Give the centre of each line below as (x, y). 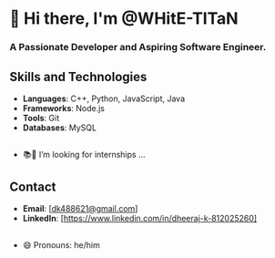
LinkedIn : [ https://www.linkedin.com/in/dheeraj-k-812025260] (140, 219)
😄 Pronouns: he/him (61, 244)
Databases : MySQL (60, 128)
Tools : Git (41, 118)
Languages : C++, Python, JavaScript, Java (104, 98)
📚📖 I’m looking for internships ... (84, 155)
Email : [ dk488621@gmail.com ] (80, 209)
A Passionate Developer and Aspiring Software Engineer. (138, 47)
